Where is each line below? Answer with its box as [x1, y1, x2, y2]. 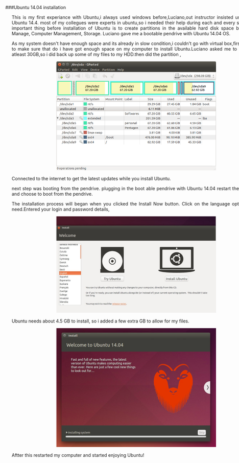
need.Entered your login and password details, [12, 206, 110, 212]
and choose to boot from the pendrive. [12, 191, 93, 197]
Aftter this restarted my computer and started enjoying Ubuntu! [12, 452, 145, 458]
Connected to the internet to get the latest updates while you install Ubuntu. [12, 175, 171, 181]
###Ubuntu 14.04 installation [5, 5, 66, 10]
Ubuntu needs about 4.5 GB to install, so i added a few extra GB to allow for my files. [12, 318, 190, 324]
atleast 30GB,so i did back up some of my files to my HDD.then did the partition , [12, 51, 181, 57]
